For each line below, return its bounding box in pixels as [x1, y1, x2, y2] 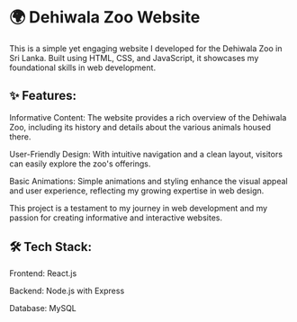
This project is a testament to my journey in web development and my [9, 202, 268, 213]
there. [9, 131, 31, 142]
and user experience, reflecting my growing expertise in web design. [9, 185, 265, 196]
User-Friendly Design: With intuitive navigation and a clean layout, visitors [9, 148, 283, 159]
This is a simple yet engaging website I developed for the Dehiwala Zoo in [9, 42, 283, 54]
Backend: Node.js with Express [9, 285, 125, 296]
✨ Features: [9, 88, 76, 103]
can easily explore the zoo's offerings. [9, 158, 151, 169]
